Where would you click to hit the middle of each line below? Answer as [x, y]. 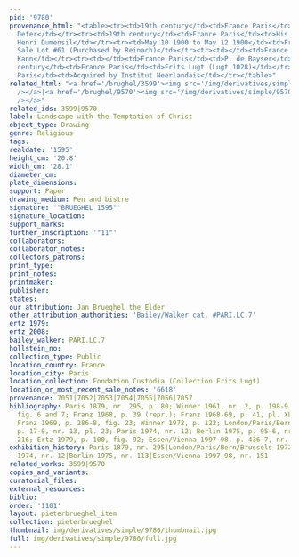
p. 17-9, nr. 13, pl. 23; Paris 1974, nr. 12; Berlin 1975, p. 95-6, [149, 431]
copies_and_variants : [49, 472]
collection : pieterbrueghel [61, 522]
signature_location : [48, 216]
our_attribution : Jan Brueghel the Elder [87, 307]
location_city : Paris [49, 373]
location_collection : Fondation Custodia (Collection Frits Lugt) [135, 382]
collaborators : [37, 241]
